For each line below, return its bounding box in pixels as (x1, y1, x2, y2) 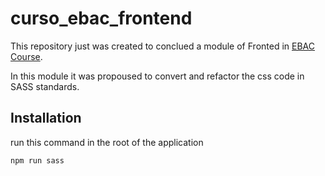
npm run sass (10, 155, 65, 166)
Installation (10, 110, 82, 127)
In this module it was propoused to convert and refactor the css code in (10, 70, 305, 82)
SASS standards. (10, 80, 80, 92)
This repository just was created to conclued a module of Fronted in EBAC (10, 40, 315, 52)
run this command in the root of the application (10, 136, 204, 148)
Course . (10, 50, 43, 62)
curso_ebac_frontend (10, 7, 193, 30)
